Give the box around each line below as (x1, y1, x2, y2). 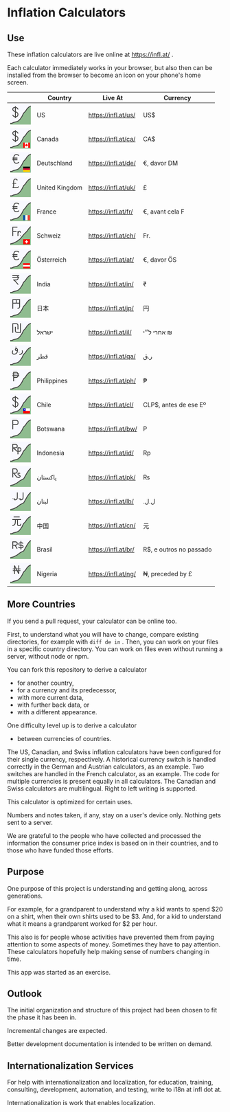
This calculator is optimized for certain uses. (7, 797, 133, 806)
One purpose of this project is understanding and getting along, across (7, 884, 208, 892)
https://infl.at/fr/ (88, 207, 133, 216)
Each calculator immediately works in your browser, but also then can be (7, 64, 213, 71)
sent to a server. (7, 818, 54, 826)
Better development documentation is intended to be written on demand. (7, 1040, 213, 1048)
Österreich (36, 256, 67, 264)
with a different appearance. (16, 707, 97, 716)
